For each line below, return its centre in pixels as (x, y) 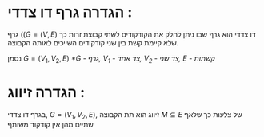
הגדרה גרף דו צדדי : (70, 12)
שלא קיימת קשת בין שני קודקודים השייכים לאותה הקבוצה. (93, 42)
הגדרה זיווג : (46, 92)
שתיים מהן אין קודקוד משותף (50, 125)
